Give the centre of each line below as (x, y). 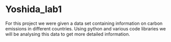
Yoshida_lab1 (34, 9)
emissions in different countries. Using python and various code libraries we (86, 28)
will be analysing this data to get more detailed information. (68, 34)
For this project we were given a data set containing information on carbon (84, 23)
